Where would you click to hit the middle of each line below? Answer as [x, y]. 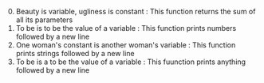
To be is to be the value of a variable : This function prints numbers [126, 28]
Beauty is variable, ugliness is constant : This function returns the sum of [136, 11]
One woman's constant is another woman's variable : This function [126, 45]
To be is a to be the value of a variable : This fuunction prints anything [130, 62]
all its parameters [44, 20]
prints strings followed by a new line [75, 53]
